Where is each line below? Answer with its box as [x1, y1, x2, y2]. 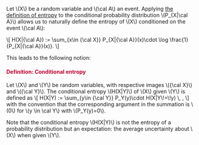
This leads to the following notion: [6, 54, 91, 61]
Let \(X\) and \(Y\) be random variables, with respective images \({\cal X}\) [6, 82, 193, 89]
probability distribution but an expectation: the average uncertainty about [6, 125, 189, 132]
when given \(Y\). [17, 132, 61, 139]
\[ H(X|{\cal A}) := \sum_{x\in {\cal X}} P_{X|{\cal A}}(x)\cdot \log [6, 36, 169, 43]
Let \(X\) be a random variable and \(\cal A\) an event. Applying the [6, 5, 174, 12]
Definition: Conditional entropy [6, 68, 86, 75]
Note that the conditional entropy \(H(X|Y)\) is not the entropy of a [6, 119, 172, 126]
